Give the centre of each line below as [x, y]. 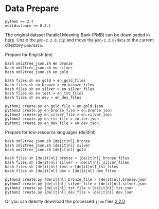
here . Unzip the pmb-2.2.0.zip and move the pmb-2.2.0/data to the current [79, 40]
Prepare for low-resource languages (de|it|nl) [51, 132]
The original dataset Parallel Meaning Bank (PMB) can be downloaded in [78, 35]
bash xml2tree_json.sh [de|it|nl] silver [48, 145]
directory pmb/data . [24, 45]
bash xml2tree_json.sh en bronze [39, 63]
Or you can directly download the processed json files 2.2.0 [65, 201]
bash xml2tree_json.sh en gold [37, 72]
